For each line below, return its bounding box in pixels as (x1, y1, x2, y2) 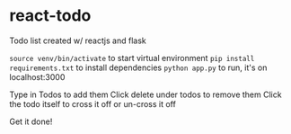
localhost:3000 (9, 71, 66, 82)
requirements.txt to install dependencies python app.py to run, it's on (9, 62, 268, 73)
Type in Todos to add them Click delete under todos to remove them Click (9, 89, 282, 100)
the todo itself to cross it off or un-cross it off (9, 98, 177, 109)
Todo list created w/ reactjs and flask (9, 35, 146, 46)
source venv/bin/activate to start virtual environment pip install (9, 52, 255, 63)
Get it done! (9, 116, 53, 127)
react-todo (9, 5, 92, 26)
